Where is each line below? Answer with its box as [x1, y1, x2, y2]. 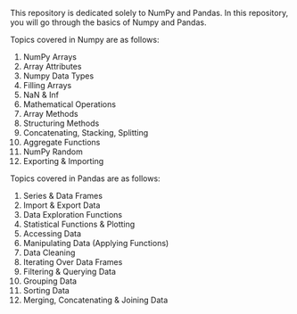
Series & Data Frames [22, 191, 103, 201]
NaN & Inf [22, 89, 59, 100]
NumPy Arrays [22, 52, 77, 62]
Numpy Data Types [22, 70, 95, 81]
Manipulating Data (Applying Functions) [22, 238, 169, 248]
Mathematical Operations [22, 99, 117, 110]
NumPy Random [22, 146, 83, 157]
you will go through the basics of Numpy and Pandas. [10, 17, 207, 28]
